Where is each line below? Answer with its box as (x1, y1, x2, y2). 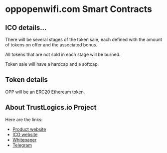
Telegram (12, 142, 32, 148)
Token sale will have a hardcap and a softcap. (5, 61, 99, 67)
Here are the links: (5, 116, 43, 123)
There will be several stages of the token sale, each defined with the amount (5, 36, 163, 42)
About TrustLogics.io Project (5, 103, 97, 112)
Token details (5, 76, 48, 84)
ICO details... (5, 23, 47, 32)
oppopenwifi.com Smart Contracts (5, 3, 152, 15)
